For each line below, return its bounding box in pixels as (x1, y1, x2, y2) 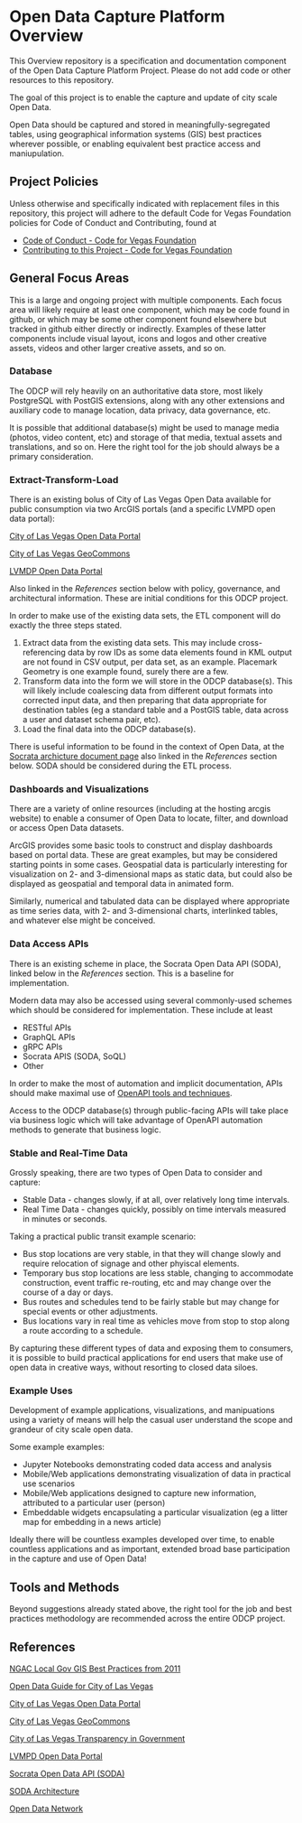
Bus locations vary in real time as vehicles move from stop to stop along (22, 1316, 290, 1326)
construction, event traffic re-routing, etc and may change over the (22, 1278, 272, 1288)
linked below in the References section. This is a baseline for (9, 968, 234, 979)
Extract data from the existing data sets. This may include (22, 637, 237, 648)
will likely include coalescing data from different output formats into (22, 685, 273, 696)
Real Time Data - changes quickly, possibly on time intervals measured (22, 1204, 287, 1215)
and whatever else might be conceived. (9, 915, 156, 926)
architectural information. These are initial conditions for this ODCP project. (9, 593, 288, 604)
